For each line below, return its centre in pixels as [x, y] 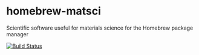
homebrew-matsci [54, 11]
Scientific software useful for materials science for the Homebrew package [100, 28]
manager [18, 34]
